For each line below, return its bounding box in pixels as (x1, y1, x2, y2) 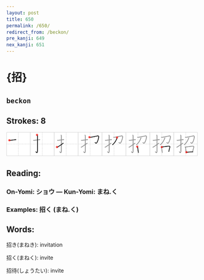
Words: (6, 225, 35, 235)
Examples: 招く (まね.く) (6, 205, 79, 214)
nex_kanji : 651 (6, 42, 45, 48)
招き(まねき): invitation (6, 241, 63, 248)
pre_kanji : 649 (6, 35, 45, 42)
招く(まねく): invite (6, 254, 53, 261)
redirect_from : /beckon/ (6, 29, 69, 35)
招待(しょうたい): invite (6, 267, 64, 275)
